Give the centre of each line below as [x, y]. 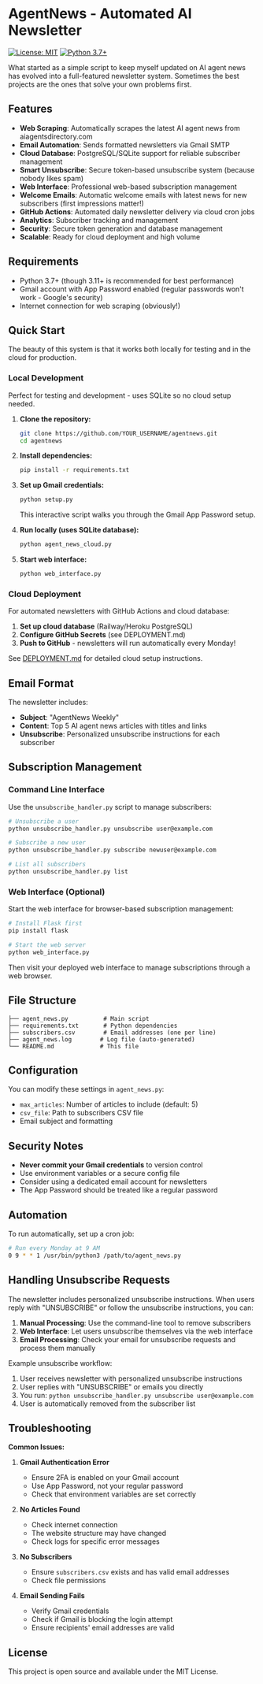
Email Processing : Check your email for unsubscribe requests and [128, 1339]
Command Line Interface [56, 790]
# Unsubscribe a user [44, 821]
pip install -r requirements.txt [74, 470]
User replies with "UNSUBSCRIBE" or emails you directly [111, 1386]
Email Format [41, 683]
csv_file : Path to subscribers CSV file [81, 1113]
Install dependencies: [56, 456]
